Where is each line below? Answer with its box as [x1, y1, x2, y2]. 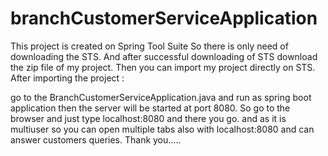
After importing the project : [10, 72, 125, 84]
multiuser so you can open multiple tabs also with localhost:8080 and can [10, 123, 315, 135]
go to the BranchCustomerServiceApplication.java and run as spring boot [10, 91, 312, 103]
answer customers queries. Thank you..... [10, 133, 182, 146]
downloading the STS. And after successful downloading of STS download [10, 50, 318, 62]
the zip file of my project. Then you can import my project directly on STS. [10, 61, 316, 73]
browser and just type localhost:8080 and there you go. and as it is [10, 112, 287, 124]
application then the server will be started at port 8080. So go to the [10, 102, 291, 114]
